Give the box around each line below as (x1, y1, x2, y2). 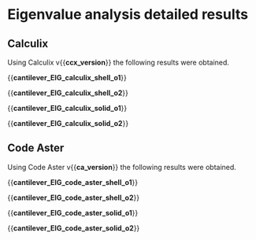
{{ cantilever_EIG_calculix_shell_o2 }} (7, 88, 129, 98)
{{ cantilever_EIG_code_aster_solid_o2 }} (7, 223, 140, 233)
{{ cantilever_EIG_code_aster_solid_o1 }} (7, 208, 139, 217)
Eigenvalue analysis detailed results (7, 6, 249, 24)
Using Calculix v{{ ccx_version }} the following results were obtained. (7, 57, 230, 67)
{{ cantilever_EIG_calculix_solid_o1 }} (7, 104, 128, 113)
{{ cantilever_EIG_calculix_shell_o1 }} (7, 73, 127, 82)
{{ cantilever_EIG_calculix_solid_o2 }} (7, 119, 129, 127)
